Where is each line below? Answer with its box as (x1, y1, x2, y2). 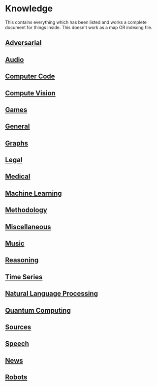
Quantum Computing (5, 306, 71, 315)
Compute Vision (5, 89, 56, 97)
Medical (5, 173, 31, 181)
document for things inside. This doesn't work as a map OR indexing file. (5, 24, 153, 30)
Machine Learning (5, 189, 63, 197)
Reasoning (5, 256, 39, 265)
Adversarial (5, 39, 42, 47)
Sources (5, 323, 31, 331)
